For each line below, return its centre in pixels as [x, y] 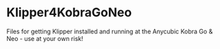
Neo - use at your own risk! [45, 38]
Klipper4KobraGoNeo [69, 13]
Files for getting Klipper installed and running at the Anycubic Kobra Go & [110, 31]
